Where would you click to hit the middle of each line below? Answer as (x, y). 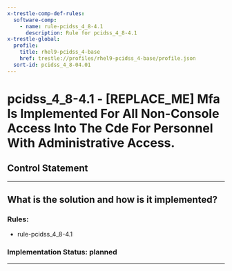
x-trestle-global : (33, 39)
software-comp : (35, 20)
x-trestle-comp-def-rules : (46, 13)
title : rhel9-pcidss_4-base (60, 52)
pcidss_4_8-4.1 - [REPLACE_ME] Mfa (114, 99)
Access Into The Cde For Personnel (110, 128)
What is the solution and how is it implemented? (112, 200)
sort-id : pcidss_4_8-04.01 (52, 65)
